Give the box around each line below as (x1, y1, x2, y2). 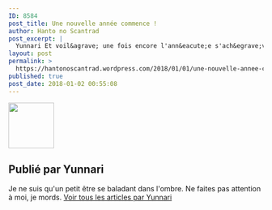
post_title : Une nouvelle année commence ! (8, 19, 158, 28)
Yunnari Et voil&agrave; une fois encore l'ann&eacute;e (15, 42, 212, 50)
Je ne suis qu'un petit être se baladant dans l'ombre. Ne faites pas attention (8, 184, 261, 194)
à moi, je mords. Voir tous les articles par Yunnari (8, 192, 172, 203)
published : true (8, 72, 63, 80)
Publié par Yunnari (8, 162, 104, 176)
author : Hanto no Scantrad (8, 27, 100, 35)
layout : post (8, 49, 53, 58)
